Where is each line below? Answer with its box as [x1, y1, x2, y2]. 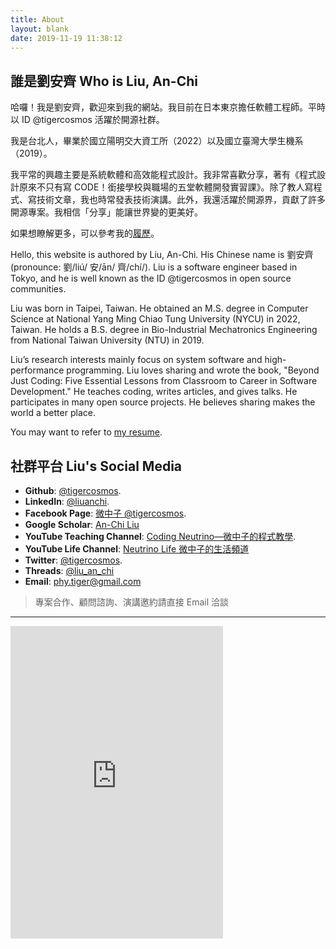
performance [10, 364, 65, 376]
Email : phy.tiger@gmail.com [24, 576, 142, 587]
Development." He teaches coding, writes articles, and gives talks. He [10, 386, 298, 398]
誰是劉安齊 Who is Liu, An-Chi [10, 72, 198, 90]
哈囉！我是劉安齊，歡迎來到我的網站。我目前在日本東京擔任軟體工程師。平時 [10, 101, 326, 113]
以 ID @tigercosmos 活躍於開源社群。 [10, 114, 165, 126]
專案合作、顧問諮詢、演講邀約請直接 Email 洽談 [34, 596, 229, 608]
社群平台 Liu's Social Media [10, 457, 183, 475]
